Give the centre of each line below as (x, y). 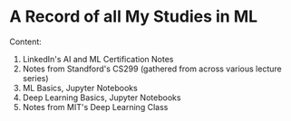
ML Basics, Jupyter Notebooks (80, 88)
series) (35, 78)
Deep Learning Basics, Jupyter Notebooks (102, 98)
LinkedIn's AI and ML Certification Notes (98, 59)
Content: (26, 42)
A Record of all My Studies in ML (134, 17)
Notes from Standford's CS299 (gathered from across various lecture (152, 69)
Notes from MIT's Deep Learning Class (95, 107)
